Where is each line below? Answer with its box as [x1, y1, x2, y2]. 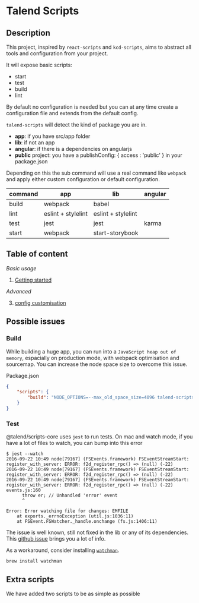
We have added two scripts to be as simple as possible [6, 590, 140, 597]
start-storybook [93, 229, 139, 237]
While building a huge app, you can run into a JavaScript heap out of [6, 348, 176, 355]
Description [6, 28, 50, 38]
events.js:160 [6, 487, 41, 494]
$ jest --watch [6, 451, 44, 457]
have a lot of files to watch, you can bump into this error [6, 440, 143, 447]
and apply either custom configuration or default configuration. [6, 176, 160, 182]
